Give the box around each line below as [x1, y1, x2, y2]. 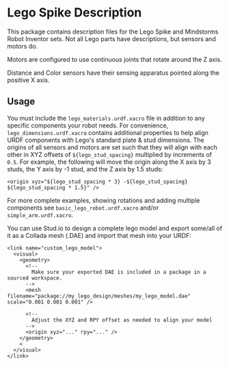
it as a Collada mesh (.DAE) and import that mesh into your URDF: [7, 231, 191, 239]
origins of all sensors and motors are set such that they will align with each [7, 143, 217, 151]
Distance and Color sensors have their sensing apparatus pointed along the [7, 69, 220, 77]
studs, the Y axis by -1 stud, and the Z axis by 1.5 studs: [7, 164, 163, 173]
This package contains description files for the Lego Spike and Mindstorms [7, 27, 219, 36]
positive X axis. [7, 75, 50, 84]
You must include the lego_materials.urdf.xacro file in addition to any [7, 114, 205, 122]
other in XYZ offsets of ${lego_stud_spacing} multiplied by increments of [7, 150, 213, 158]
